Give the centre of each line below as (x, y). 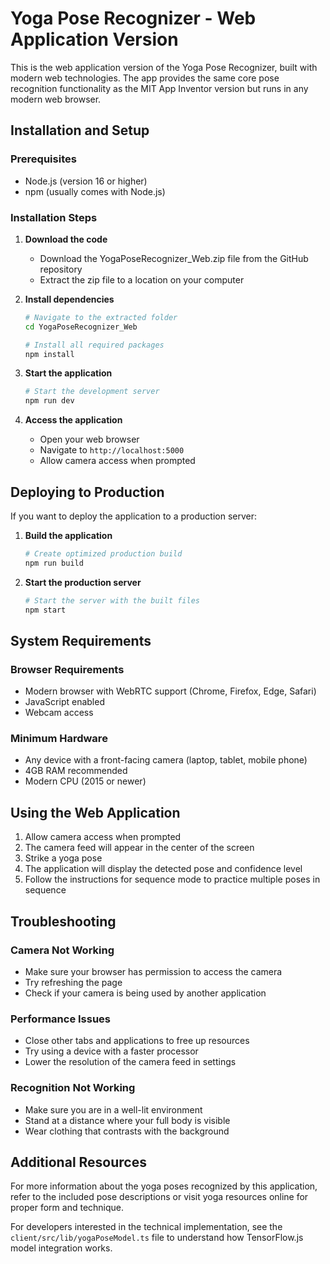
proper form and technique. (67, 1208)
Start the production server (83, 582)
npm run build (54, 563)
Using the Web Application (95, 812)
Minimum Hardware (59, 739)
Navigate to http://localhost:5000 (112, 450)
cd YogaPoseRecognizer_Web (81, 327)
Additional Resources (78, 1162)
